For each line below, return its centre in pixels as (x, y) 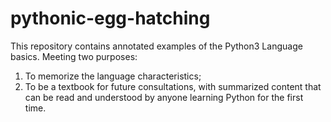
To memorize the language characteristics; (113, 76)
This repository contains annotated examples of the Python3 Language (156, 46)
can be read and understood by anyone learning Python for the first (164, 97)
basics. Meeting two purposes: (74, 56)
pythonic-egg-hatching (110, 18)
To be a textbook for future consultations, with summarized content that (173, 86)
